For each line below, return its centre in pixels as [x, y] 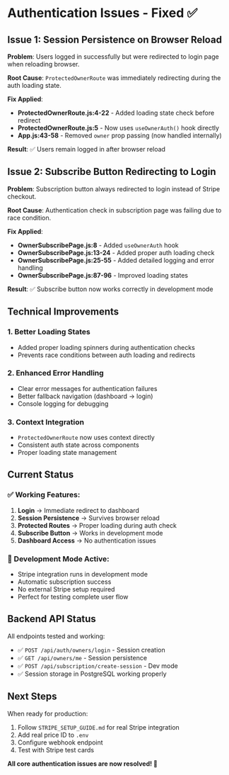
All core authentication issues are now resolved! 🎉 [82, 764]
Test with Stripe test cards [55, 749]
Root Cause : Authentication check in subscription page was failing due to [114, 210]
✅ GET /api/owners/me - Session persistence [82, 657]
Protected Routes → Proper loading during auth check [97, 525]
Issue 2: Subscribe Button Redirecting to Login [112, 172]
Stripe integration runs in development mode [83, 575]
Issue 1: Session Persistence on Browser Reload [115, 39]
